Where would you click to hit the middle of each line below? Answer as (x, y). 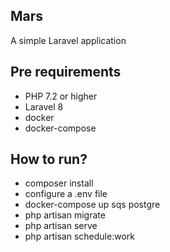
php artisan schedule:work (79, 236)
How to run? (49, 159)
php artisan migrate (65, 215)
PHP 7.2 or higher (61, 96)
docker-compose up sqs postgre (92, 205)
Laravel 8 (44, 106)
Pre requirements (66, 72)
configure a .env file (66, 194)
